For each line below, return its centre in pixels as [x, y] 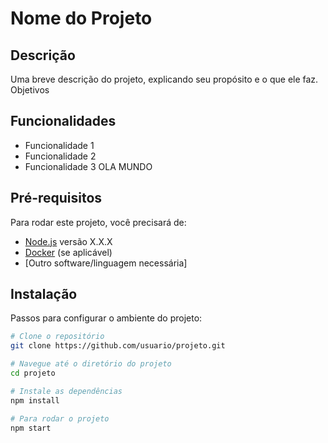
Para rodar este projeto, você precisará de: [98, 222]
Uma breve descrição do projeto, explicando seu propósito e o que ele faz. [164, 79]
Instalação [44, 294]
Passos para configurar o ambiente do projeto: [106, 318]
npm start [31, 428]
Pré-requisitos [56, 198]
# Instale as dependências [66, 391]
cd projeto [33, 373]
